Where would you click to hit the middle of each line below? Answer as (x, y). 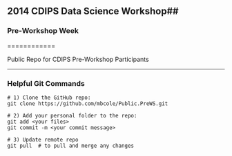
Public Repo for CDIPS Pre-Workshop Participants (78, 59)
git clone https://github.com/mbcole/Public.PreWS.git (88, 103)
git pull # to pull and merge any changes (71, 146)
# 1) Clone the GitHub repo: (49, 98)
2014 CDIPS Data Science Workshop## (93, 11)
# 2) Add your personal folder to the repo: (72, 115)
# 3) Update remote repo (43, 140)
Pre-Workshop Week (43, 31)
